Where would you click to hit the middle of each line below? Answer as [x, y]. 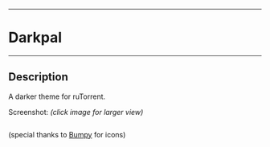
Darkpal [35, 38]
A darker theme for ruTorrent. [57, 96]
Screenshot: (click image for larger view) [76, 112]
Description [38, 77]
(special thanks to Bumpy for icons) [67, 134]
